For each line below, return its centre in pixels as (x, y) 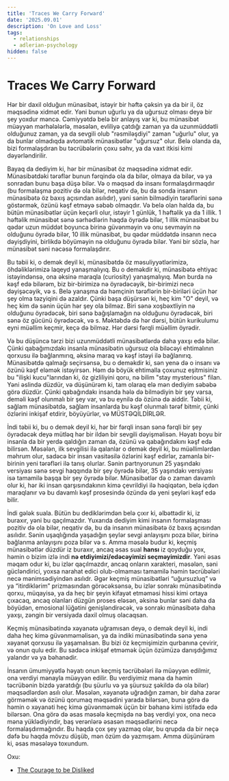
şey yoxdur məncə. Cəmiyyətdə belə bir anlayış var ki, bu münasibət (103, 119)
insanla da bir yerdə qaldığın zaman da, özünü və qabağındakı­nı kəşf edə (110, 441)
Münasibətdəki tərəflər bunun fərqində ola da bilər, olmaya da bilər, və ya (110, 176)
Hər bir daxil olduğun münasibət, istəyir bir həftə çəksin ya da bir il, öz (105, 104)
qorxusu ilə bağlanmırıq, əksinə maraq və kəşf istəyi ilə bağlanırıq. (100, 355)
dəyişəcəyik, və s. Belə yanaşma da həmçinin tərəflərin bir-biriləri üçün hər (112, 291)
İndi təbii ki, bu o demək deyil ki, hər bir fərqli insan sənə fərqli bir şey (105, 427)
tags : (15, 33)
